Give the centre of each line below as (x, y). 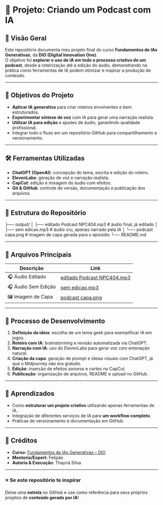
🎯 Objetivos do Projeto (39, 95)
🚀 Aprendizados (30, 394)
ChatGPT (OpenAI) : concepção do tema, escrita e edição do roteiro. (81, 172)
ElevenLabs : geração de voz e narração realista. (61, 178)
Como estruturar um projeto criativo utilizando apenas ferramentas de (83, 405)
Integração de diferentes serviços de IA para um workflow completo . (81, 415)
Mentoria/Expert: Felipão (38, 457)
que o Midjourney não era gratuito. (47, 364)
